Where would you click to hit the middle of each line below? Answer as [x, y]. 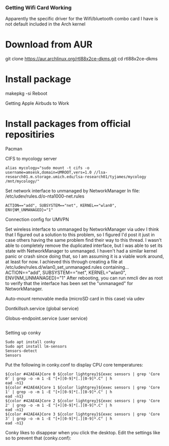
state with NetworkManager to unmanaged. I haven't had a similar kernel [81, 251]
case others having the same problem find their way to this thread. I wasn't [83, 240]
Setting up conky [23, 333]
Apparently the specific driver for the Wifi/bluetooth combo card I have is [82, 19]
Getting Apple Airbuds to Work [37, 103]
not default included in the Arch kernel [45, 24]
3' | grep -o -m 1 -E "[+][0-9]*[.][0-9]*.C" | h [59, 419]
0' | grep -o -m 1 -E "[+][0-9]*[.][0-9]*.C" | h [59, 379]
